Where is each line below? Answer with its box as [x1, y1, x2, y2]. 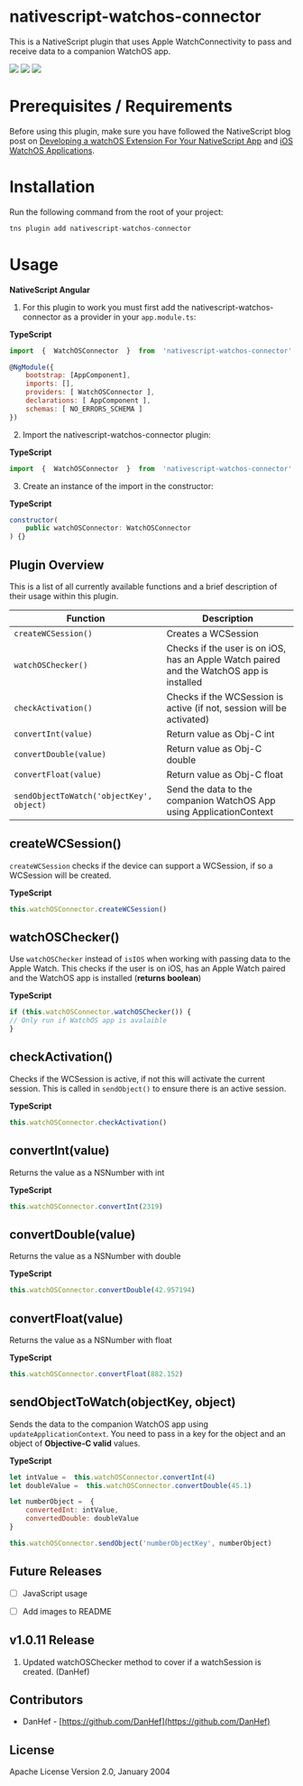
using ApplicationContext [166, 805, 273, 818]
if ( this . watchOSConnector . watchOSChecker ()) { [9, 1008, 192, 1017]
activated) [166, 713, 210, 726]
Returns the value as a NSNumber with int [9, 1167, 165, 1178]
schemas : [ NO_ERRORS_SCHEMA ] [25, 404, 143, 413]
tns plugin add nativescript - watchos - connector [9, 224, 192, 233]
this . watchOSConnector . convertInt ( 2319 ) [9, 1202, 164, 1211]
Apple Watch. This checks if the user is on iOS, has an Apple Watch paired [9, 963, 286, 974]
